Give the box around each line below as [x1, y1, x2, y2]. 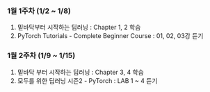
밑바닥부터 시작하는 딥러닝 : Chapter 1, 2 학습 [17, 23, 141, 32]
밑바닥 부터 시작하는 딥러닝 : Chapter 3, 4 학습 [17, 68, 144, 76]
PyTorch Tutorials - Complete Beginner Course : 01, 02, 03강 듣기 [17, 32, 204, 40]
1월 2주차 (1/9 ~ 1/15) [7, 50, 76, 60]
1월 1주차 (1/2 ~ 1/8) [7, 6, 71, 15]
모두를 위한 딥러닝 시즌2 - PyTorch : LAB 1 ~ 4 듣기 [17, 76, 158, 84]
